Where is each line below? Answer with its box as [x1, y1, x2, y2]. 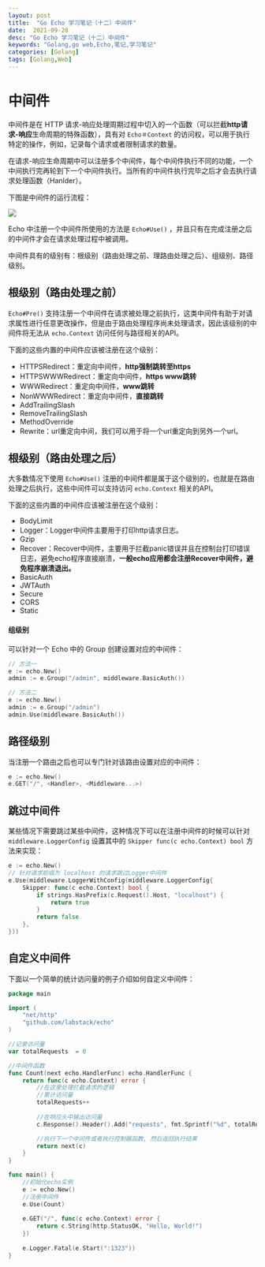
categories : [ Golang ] [8, 48, 80, 56]
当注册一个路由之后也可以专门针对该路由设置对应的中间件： [8, 757, 202, 766]
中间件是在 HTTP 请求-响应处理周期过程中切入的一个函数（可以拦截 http [8, 119, 241, 129]
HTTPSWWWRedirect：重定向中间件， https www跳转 [19, 372, 197, 381]
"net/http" [22, 1011, 58, 1019]
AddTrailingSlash [19, 400, 75, 409]
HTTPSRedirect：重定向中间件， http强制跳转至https [19, 361, 192, 371]
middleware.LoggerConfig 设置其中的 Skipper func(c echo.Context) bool [8, 836, 244, 846]
